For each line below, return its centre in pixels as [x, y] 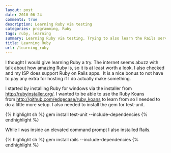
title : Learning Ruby [28, 43]
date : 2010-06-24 [24, 15]
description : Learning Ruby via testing [49, 24]
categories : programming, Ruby [38, 29]
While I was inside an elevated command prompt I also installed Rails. [78, 130]
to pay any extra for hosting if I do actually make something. [68, 78]
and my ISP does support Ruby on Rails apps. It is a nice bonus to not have [84, 73]
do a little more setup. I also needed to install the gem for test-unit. [75, 104]
